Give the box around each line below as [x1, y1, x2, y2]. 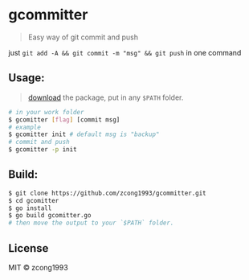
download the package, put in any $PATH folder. [27, 93, 184, 102]
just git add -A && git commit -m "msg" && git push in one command [8, 47, 242, 57]
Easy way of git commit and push [27, 32, 139, 42]
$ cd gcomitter [8, 196, 59, 204]
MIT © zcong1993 [8, 263, 68, 272]
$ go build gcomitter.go [8, 212, 92, 220]
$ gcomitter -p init [8, 146, 78, 154]
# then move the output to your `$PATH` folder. [8, 219, 174, 227]
